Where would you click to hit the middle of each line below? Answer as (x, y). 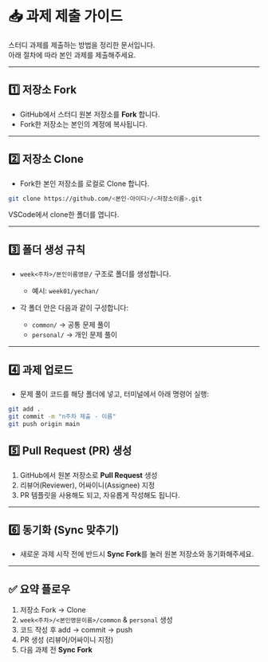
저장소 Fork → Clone (53, 610)
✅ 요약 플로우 (39, 589)
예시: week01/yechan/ (65, 291)
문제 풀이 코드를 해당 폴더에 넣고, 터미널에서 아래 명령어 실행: (114, 394)
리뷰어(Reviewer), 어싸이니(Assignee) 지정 (87, 485)
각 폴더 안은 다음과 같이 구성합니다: (74, 308)
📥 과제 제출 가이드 (65, 16)
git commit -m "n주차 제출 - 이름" (63, 416)
